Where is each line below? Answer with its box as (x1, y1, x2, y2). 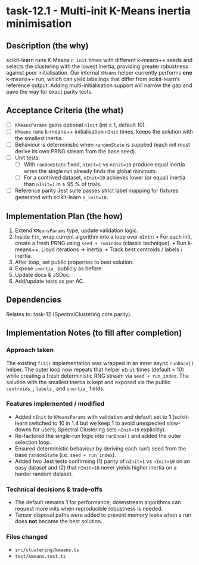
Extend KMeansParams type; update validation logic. (14, 227, 139, 234)
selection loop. (14, 439, 52, 446)
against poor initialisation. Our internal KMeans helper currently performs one (6, 69, 192, 76)
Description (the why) (6, 41, 89, 51)
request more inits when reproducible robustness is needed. (14, 505, 163, 512)
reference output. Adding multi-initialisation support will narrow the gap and (6, 82, 192, 89)
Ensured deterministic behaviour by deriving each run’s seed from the (14, 444, 186, 452)
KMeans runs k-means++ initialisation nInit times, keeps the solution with (14, 128, 194, 135)
